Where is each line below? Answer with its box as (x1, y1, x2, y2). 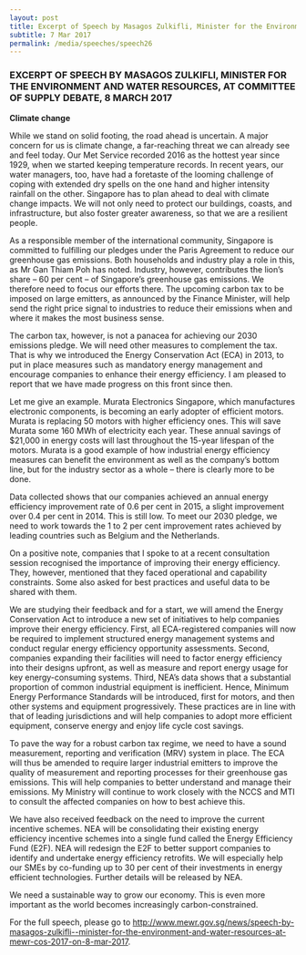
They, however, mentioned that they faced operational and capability (9, 567, 268, 578)
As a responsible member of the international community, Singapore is (9, 234, 274, 246)
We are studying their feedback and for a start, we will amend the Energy (9, 603, 284, 615)
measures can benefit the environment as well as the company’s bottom (9, 454, 280, 465)
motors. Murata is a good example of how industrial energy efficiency (9, 444, 270, 456)
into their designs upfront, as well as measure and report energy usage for (9, 662, 289, 673)
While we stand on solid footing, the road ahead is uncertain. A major (9, 129, 269, 141)
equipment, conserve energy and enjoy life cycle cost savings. (9, 720, 244, 731)
